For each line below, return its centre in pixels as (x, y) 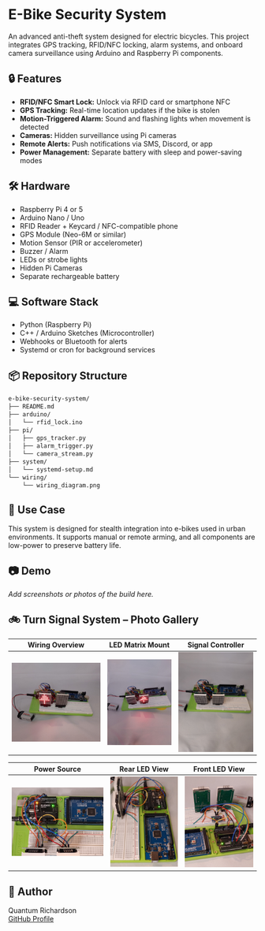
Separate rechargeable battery (69, 276)
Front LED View (219, 769)
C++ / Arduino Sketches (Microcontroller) (87, 333)
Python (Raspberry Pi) (56, 325)
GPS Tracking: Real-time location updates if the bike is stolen (119, 110)
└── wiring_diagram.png (62, 486)
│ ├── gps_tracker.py (47, 438)
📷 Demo (30, 571)
